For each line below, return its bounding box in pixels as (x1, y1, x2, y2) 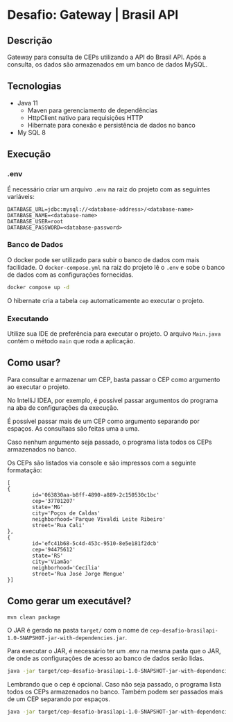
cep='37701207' (32, 497, 76, 504)
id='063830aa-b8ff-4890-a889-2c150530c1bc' (32, 491, 159, 499)
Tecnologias (7, 80, 62, 92)
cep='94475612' (32, 546, 76, 553)
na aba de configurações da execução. (7, 403, 119, 412)
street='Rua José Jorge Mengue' (32, 570, 126, 577)
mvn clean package (7, 614, 60, 621)
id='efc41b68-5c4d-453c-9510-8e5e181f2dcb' (32, 540, 159, 547)
